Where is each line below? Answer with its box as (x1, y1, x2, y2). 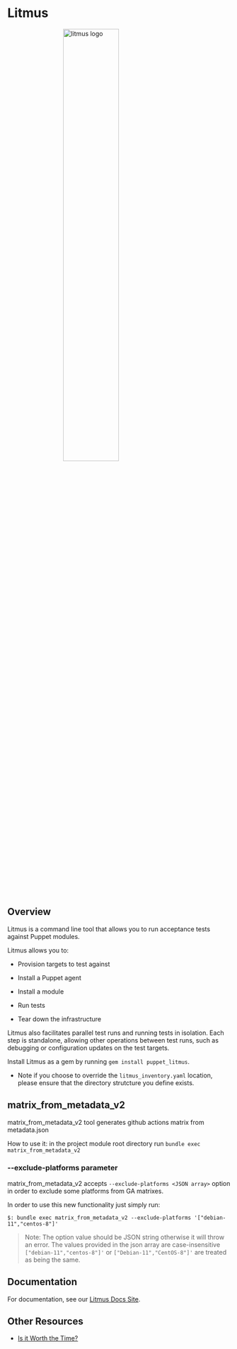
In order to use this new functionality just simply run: (7, 1200, 161, 1209)
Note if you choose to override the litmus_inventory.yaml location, (17, 1071, 213, 1079)
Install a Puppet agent (17, 973, 81, 982)
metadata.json (7, 1126, 50, 1134)
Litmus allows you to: (7, 945, 69, 955)
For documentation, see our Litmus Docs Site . (7, 1294, 141, 1303)
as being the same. (24, 1255, 81, 1264)
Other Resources (7, 1316, 83, 1328)
